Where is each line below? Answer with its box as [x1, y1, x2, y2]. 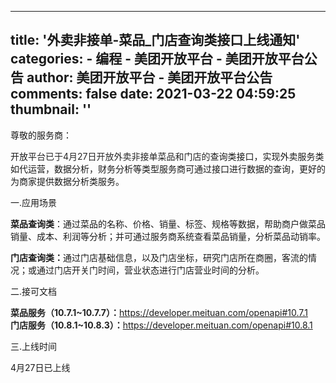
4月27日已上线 [10, 361, 71, 373]
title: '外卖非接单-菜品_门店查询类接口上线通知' [10, 32, 301, 49]
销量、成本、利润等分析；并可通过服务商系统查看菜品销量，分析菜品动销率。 [10, 230, 326, 242]
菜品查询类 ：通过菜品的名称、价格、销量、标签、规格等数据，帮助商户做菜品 [10, 217, 326, 230]
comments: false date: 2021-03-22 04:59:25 [10, 86, 297, 103]
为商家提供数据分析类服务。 [10, 175, 125, 187]
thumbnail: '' [10, 101, 92, 118]
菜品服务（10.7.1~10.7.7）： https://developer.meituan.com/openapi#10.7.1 [10, 306, 308, 318]
